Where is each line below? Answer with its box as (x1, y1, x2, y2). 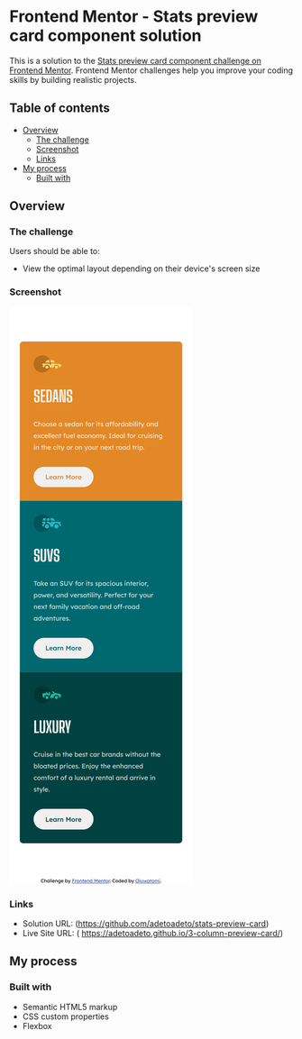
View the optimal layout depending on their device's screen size (22, 263, 261, 274)
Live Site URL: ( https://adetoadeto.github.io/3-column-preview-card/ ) (22, 928, 284, 939)
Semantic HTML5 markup (22, 1001, 118, 1012)
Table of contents (9, 101, 110, 116)
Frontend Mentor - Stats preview (9, 6, 259, 27)
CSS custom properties (22, 1011, 110, 1022)
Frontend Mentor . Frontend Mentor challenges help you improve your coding (9, 65, 294, 76)
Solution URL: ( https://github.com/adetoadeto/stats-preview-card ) (22, 918, 270, 929)
